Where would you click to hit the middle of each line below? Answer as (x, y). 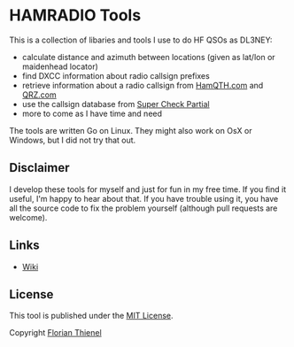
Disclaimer (39, 168)
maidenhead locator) (60, 66)
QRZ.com (39, 95)
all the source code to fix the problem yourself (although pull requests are (143, 208)
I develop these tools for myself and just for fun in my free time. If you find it (148, 189)
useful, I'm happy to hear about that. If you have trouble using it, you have (144, 198)
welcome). (28, 217)
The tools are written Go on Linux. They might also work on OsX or (131, 130)
